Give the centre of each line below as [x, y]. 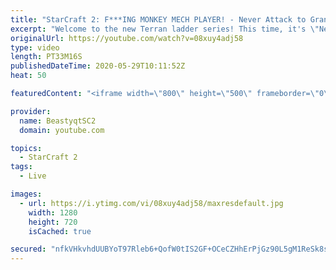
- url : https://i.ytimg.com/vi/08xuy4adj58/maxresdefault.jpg [151, 203]
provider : [31, 111]
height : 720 [53, 222]
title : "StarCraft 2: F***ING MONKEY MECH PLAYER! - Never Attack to [158, 19]
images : [26, 194]
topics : [26, 148]
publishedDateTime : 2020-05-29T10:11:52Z [98, 66]
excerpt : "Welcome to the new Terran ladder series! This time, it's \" [165, 29]
